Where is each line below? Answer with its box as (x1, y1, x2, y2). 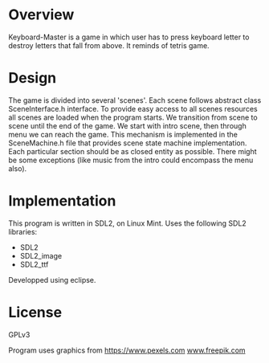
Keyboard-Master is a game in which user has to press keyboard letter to (8, 32, 250, 42)
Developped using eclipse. (8, 275, 96, 284)
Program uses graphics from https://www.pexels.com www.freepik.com (8, 345, 247, 355)
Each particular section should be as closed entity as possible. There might (8, 146, 257, 156)
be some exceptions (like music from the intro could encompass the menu (8, 155, 254, 165)
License (8, 304, 63, 321)
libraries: (8, 226, 38, 236)
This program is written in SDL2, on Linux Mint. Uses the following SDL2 (8, 218, 247, 228)
